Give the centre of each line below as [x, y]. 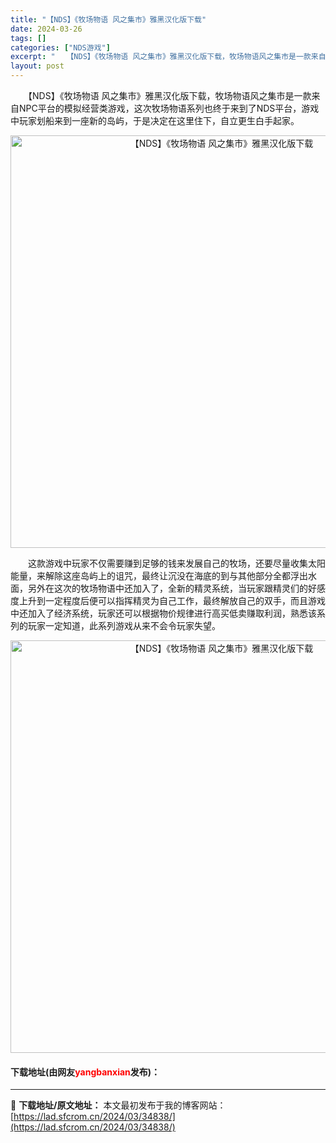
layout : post [37, 66]
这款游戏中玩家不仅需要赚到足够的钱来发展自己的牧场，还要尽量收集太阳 [176, 563]
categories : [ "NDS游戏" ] [60, 47]
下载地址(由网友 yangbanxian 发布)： [85, 1072]
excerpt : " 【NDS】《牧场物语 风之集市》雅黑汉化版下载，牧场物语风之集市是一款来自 [168, 57]
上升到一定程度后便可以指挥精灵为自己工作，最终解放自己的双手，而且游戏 [172, 600]
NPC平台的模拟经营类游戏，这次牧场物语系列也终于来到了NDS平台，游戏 [169, 108]
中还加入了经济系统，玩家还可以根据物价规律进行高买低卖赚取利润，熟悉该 [163, 613]
